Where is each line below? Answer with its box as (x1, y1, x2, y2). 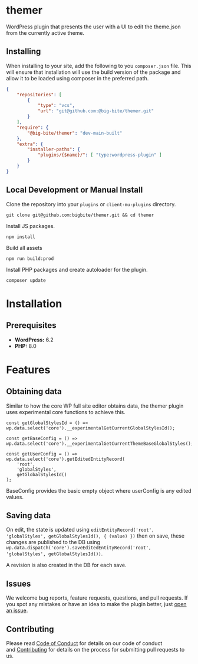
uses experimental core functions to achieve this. (6, 408, 126, 415)
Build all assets (6, 244, 42, 251)
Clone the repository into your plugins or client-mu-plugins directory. (6, 200, 176, 207)
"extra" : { (16, 141, 44, 147)
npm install (6, 234, 35, 240)
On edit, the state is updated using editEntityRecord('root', (6, 526, 154, 533)
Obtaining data (6, 386, 62, 396)
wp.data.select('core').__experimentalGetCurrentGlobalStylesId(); (6, 425, 176, 431)
